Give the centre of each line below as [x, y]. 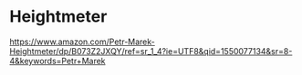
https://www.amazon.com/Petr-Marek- [82, 42]
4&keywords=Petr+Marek [58, 61]
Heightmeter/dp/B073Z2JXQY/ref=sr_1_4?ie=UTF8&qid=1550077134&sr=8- [151, 51]
